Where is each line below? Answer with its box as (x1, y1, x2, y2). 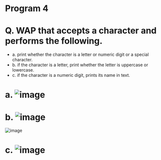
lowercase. (12, 67, 35, 73)
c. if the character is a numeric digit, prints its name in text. (12, 72, 130, 78)
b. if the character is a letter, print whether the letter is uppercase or (12, 62, 148, 68)
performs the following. (5, 36, 103, 47)
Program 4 (5, 3, 49, 14)
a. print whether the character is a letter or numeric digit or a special (12, 52, 149, 57)
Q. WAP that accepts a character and (5, 25, 157, 36)
